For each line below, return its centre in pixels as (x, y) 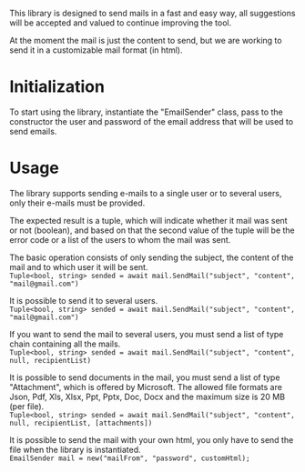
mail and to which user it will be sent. (79, 266)
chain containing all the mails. (65, 344)
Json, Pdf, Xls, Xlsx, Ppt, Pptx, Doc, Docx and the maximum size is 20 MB (147, 397)
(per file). (27, 406)
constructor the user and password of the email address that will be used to (152, 121)
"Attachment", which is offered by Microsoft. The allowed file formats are (146, 387)
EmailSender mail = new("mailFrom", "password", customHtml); (130, 458)
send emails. (33, 131)
